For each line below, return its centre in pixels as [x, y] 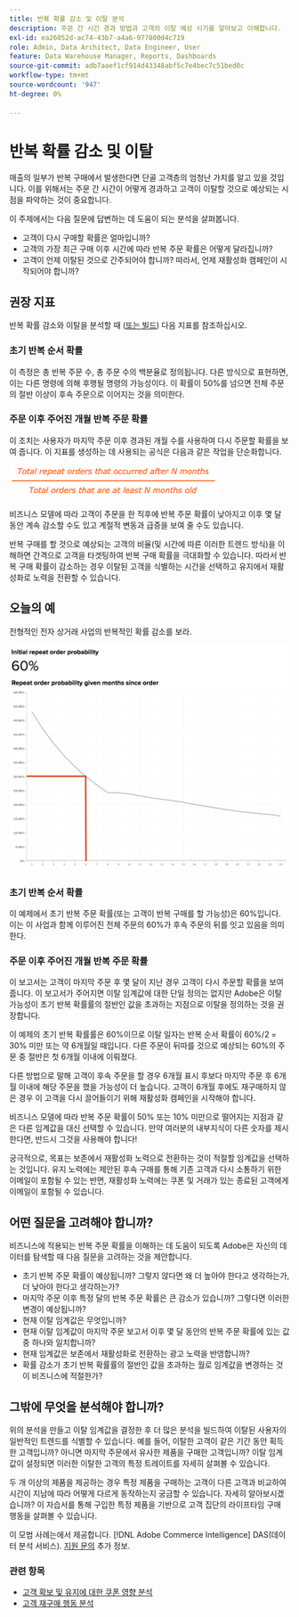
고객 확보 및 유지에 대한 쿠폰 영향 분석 [87, 1592]
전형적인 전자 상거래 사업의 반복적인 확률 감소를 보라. [101, 631]
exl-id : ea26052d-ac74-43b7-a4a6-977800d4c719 [97, 37]
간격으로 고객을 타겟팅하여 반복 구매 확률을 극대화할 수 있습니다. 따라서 [155, 555]
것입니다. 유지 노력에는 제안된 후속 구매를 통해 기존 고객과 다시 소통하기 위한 [150, 1170]
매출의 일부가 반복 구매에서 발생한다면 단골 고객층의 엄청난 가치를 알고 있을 [139, 177]
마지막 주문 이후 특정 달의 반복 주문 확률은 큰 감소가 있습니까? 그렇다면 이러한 [156, 1298]
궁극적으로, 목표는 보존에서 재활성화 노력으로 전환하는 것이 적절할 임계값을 [137, 1158]
